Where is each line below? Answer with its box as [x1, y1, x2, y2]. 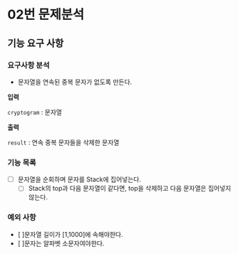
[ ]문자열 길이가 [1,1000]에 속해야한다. [17, 230, 123, 238]
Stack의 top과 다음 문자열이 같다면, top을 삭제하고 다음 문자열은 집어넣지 [28, 184, 232, 193]
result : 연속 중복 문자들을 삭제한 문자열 [7, 138, 120, 147]
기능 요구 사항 [7, 37, 64, 49]
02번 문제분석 [7, 6, 84, 23]
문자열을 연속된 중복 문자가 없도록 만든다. [17, 78, 133, 86]
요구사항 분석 [7, 60, 50, 70]
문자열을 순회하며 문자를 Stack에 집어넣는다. [17, 175, 141, 184]
